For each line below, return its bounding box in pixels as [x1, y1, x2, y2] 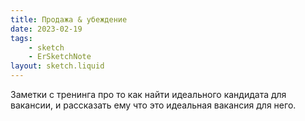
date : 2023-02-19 [10, 24, 83, 34]
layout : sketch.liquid [10, 61, 105, 71]
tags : [10, 33, 33, 43]
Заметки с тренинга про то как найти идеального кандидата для [10, 89, 287, 100]
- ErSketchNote [28, 52, 92, 62]
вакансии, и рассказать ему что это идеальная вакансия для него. [10, 99, 297, 111]
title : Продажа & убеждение [10, 14, 128, 25]
